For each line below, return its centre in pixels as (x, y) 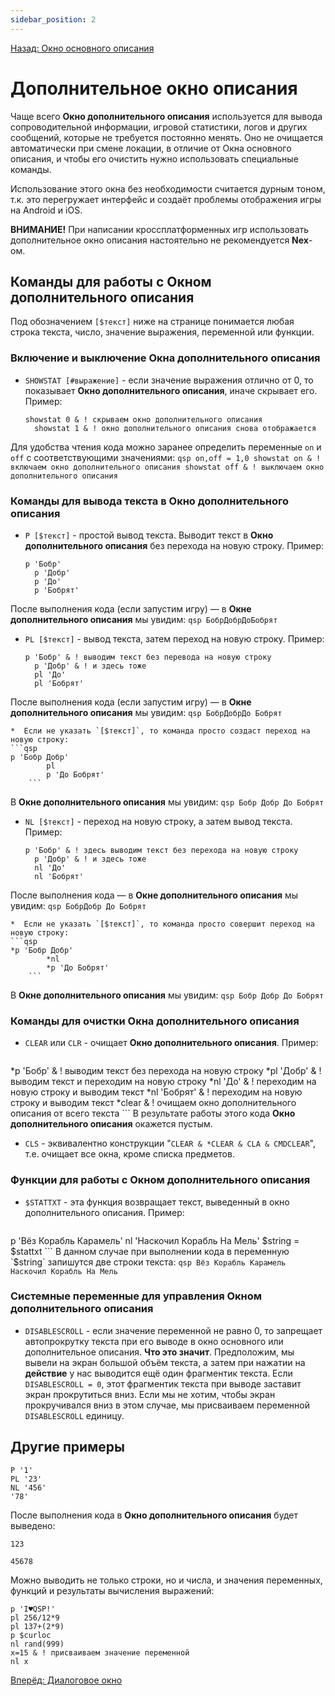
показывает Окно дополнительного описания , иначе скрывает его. (171, 390)
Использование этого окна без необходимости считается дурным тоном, (168, 188)
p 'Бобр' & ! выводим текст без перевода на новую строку (148, 657)
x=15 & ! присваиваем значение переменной (100, 1652)
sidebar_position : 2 (53, 19)
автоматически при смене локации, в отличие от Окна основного (151, 148)
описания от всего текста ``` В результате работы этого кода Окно (153, 1113)
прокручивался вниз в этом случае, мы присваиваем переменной (167, 1405)
